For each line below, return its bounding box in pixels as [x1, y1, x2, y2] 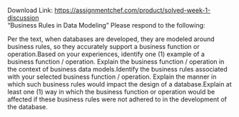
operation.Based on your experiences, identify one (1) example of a [7, 50, 205, 58]
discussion [7, 13, 39, 22]
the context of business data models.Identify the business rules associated [7, 65, 228, 73]
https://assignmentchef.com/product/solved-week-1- [54, 6, 211, 14]
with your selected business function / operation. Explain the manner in [7, 72, 217, 81]
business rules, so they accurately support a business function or [7, 43, 200, 50]
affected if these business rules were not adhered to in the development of [7, 95, 227, 104]
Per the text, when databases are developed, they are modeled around [7, 35, 215, 43]
